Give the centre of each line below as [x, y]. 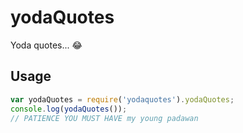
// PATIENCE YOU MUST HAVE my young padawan [104, 118]
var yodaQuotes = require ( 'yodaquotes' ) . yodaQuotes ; [122, 99]
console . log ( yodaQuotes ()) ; [69, 109]
